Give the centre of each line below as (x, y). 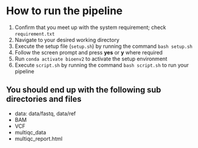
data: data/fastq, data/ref (45, 113)
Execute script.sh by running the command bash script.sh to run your (102, 65)
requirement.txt (35, 34)
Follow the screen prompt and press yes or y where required (89, 52)
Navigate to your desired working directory (67, 40)
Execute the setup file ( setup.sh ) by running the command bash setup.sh (103, 46)
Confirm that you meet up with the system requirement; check (90, 27)
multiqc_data (30, 132)
